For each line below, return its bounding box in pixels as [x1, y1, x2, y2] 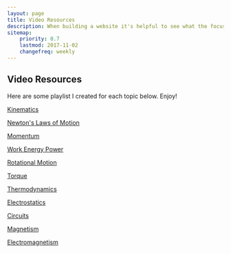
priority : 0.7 [19, 36, 60, 43]
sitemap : [7, 29, 32, 36]
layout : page [7, 10, 45, 17]
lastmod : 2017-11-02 [19, 42, 78, 49]
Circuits [7, 211, 30, 219]
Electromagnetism [7, 238, 58, 246]
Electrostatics [7, 198, 46, 206]
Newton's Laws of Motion [7, 118, 80, 127]
